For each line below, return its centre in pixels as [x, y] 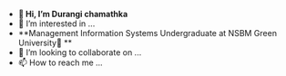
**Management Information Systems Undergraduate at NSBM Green [148, 33]
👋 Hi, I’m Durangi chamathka [73, 14]
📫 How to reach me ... [60, 62]
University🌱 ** [45, 43]
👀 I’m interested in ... [56, 24]
